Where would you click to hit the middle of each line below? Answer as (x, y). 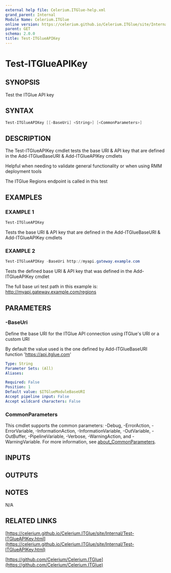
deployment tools (23, 171)
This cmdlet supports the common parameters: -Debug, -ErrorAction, (78, 426)
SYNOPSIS (23, 82)
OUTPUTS (22, 475)
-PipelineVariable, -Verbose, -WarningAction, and (79, 436)
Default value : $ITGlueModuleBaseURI (45, 392)
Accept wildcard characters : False (43, 401)
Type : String (19, 364)
